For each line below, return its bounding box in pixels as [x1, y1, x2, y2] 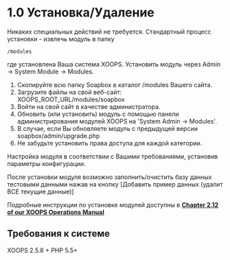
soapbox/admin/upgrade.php [16, 132, 100, 140]
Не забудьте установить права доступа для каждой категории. [16, 139, 203, 147]
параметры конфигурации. [7, 159, 86, 167]
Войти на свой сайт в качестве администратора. [16, 102, 161, 110]
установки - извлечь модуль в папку [7, 34, 115, 43]
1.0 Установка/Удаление [7, 5, 154, 21]
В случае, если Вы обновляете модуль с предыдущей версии [16, 124, 198, 132]
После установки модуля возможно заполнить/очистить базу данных [7, 173, 213, 181]
